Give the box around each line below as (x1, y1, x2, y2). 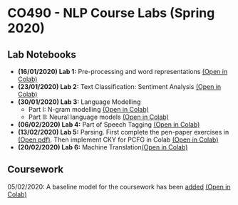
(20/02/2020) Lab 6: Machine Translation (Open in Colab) (17, 143, 188, 151)
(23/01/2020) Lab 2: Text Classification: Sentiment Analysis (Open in (17, 83, 222, 90)
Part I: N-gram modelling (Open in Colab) (28, 105, 150, 113)
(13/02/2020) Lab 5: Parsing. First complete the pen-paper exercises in (17, 128, 229, 136)
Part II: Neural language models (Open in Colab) (28, 112, 170, 121)
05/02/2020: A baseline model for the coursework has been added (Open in (7, 182, 231, 191)
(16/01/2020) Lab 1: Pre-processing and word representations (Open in (17, 68, 228, 75)
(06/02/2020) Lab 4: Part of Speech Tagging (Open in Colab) (17, 120, 200, 129)
